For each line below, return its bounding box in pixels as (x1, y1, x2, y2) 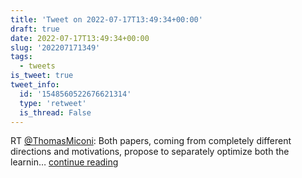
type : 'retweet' (19, 98, 87, 108)
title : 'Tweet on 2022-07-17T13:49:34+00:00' (10, 14, 203, 25)
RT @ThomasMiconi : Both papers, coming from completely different (10, 135, 292, 147)
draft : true (10, 24, 60, 34)
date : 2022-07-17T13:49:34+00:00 (10, 33, 150, 43)
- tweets (19, 61, 56, 71)
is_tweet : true (10, 71, 74, 81)
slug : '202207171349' (10, 42, 101, 53)
